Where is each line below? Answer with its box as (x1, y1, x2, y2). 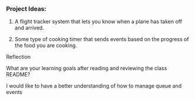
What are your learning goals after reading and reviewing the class (6, 65, 167, 72)
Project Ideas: (6, 5, 47, 13)
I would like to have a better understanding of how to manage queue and (6, 82, 182, 89)
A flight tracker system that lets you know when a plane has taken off (14, 18, 182, 25)
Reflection (6, 54, 31, 61)
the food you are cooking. (14, 42, 78, 49)
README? (6, 71, 31, 78)
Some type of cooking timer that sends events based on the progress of (14, 36, 189, 43)
